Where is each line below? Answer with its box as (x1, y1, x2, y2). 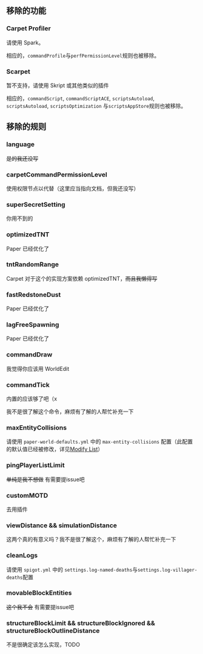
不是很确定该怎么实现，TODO (6, 641, 81, 649)
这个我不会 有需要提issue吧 (6, 603, 75, 610)
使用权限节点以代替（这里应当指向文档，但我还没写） (6, 184, 139, 192)
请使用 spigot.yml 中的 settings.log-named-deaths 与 (6, 566, 138, 573)
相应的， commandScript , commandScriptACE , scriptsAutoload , (6, 95, 155, 102)
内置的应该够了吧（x (6, 395, 58, 402)
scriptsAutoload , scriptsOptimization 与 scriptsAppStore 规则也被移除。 (6, 102, 187, 109)
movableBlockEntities (6, 589, 72, 597)
